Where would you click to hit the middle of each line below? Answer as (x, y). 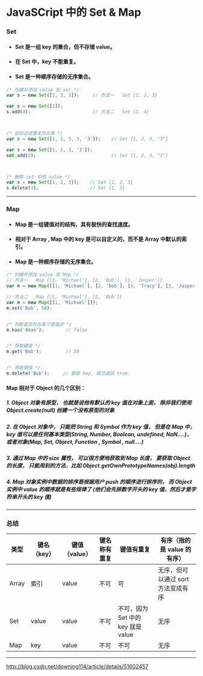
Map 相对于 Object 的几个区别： (46, 388)
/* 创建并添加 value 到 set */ (43, 90)
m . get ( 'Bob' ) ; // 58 (43, 352)
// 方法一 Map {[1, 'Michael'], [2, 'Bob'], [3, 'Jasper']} (85, 280)
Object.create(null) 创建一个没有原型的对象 (61, 410)
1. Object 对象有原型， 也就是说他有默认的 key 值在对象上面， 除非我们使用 (99, 403)
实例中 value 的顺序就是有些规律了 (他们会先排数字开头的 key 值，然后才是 (98, 490)
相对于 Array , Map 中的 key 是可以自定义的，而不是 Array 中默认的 (98, 239)
